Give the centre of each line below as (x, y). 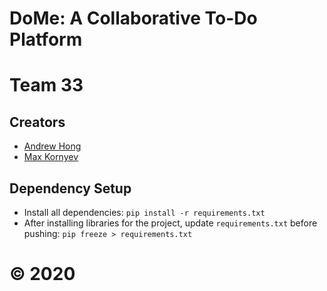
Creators (37, 122)
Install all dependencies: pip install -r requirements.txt (144, 212)
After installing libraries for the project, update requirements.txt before (170, 223)
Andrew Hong (52, 146)
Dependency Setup (70, 188)
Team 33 (46, 85)
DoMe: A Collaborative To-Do (133, 18)
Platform (46, 39)
